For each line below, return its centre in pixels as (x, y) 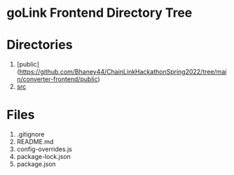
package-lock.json (44, 157)
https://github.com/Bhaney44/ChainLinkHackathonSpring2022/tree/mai (123, 72)
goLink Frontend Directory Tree (99, 13)
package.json (36, 164)
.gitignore (30, 134)
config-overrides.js (44, 149)
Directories (40, 45)
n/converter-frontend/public (57, 79)
